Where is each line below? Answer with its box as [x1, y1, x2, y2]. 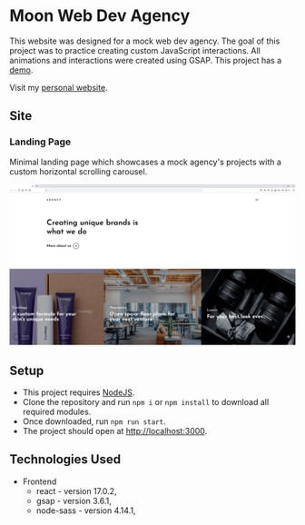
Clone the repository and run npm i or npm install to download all [22, 396, 270, 407]
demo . [9, 64, 34, 75]
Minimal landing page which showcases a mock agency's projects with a [9, 156, 281, 167]
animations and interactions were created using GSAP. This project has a [9, 54, 282, 65]
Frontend [22, 476, 57, 487]
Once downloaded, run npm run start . [22, 415, 166, 427]
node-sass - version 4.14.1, [35, 505, 136, 516]
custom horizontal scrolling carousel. [9, 165, 148, 177]
